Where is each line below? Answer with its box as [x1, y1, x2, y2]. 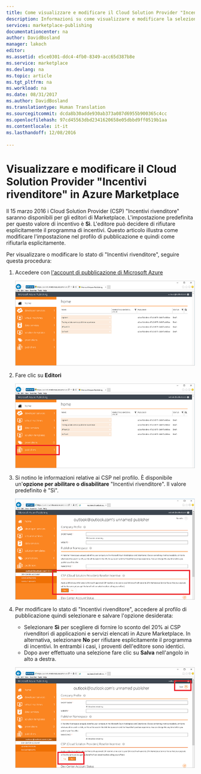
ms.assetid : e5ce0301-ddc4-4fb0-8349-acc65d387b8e [6, 54, 135, 60]
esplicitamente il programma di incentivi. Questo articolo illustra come [6, 227, 178, 234]
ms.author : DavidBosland [6, 98, 68, 104]
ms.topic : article [6, 72, 52, 79]
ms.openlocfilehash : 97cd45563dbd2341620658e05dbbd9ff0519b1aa [6, 117, 167, 123]
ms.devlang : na [6, 66, 44, 72]
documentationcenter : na [6, 29, 68, 35]
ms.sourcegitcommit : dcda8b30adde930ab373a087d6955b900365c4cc [6, 111, 167, 117]
